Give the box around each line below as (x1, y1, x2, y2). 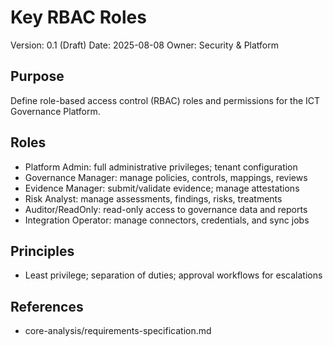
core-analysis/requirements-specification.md (24, 325, 212, 337)
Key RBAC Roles (10, 6, 147, 29)
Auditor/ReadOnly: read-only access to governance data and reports (24, 203, 308, 215)
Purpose (10, 68, 65, 85)
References (10, 298, 84, 315)
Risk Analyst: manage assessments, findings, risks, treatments (24, 192, 283, 205)
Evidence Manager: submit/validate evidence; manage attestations (24, 182, 300, 194)
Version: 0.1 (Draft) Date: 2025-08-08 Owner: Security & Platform (10, 39, 279, 51)
